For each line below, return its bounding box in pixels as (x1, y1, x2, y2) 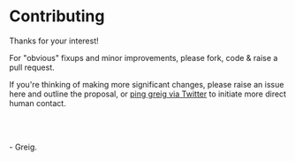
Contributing (9, 6, 105, 27)
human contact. (9, 97, 66, 108)
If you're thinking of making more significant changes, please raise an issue (9, 79, 284, 89)
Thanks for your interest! (9, 35, 99, 46)
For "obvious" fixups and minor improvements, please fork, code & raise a (9, 52, 278, 63)
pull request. (9, 62, 55, 73)
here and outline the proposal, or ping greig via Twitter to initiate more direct (9, 88, 287, 99)
